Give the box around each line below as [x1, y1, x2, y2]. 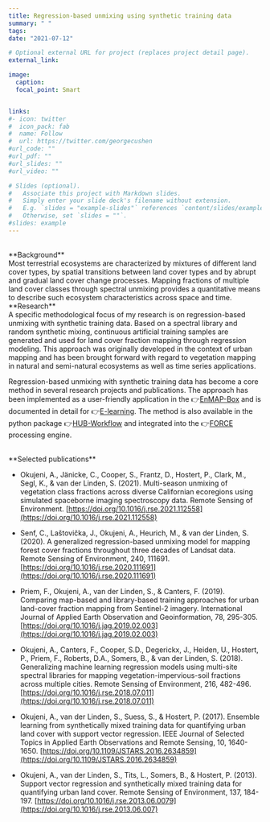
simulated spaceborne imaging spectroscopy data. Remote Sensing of [19, 495, 253, 505]
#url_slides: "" [8, 159, 63, 167]
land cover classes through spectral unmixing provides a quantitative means [8, 283, 261, 294]
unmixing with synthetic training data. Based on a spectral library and [8, 318, 238, 328]
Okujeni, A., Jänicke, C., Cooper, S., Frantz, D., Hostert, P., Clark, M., [19, 469, 247, 479]
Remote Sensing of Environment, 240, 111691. [19, 553, 170, 564]
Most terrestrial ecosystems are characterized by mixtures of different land [8, 258, 257, 268]
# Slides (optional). [8, 182, 81, 190]
